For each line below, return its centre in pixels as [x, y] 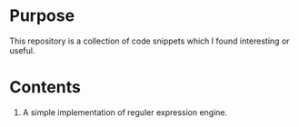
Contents [45, 88]
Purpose [42, 16]
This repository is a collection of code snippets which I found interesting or [149, 41]
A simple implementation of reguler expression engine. [125, 112]
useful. [22, 50]
